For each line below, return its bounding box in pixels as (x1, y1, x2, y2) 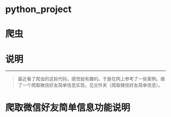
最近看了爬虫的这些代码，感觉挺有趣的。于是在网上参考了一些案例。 (17, 76, 161, 82)
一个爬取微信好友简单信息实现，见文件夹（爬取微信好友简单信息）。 (22, 82, 163, 88)
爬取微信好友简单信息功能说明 (5, 102, 131, 113)
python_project (5, 4, 72, 15)
